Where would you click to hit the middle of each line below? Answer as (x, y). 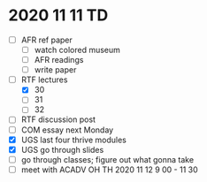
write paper (55, 70)
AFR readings (59, 60)
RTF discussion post (58, 119)
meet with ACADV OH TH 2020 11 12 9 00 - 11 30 (109, 170)
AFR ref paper (46, 40)
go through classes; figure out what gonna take (107, 159)
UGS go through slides (62, 149)
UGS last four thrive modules (74, 140)
